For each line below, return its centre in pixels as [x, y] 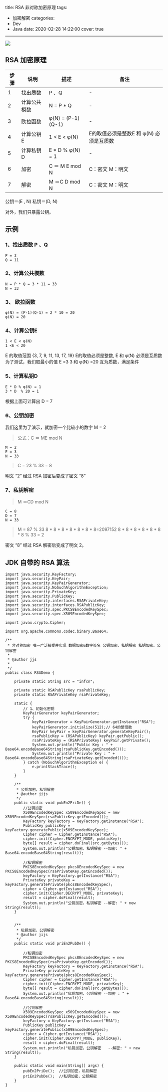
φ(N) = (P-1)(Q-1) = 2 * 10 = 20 [40, 313]
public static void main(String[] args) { [59, 1066]
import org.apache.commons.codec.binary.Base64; [57, 631]
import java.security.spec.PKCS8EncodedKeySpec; [57, 610]
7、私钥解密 [19, 490]
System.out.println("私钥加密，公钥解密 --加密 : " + [76, 994]
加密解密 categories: [33, 18]
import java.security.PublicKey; [40, 596]
